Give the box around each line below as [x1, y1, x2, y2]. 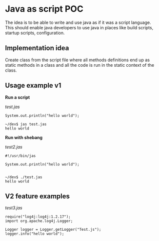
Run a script [5, 94, 30, 100]
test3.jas [5, 205, 23, 211]
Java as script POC [5, 3, 84, 15]
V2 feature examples [5, 192, 70, 200]
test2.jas [5, 144, 23, 149]
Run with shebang [5, 134, 43, 140]
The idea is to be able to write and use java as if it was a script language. [5, 19, 151, 25]
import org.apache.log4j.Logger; [5, 219, 73, 223]
